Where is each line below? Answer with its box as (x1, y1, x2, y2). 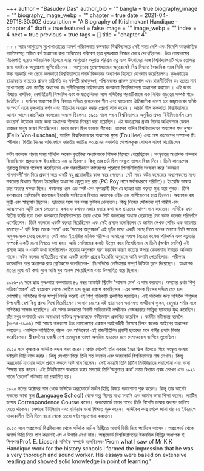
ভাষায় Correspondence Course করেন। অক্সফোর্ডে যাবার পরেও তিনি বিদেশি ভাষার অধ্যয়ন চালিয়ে (6, 399, 190, 405)
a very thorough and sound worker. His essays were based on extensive (6, 452, 187, 458)
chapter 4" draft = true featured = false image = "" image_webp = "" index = (6, 24, 197, 32)
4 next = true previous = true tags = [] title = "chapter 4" (6, 31, 148, 38)
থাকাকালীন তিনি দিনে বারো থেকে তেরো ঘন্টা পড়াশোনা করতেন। (6, 412, 114, 419)
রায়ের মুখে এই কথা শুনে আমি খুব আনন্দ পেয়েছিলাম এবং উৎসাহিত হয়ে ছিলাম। (6, 266, 141, 274)
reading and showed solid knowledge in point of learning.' (6, 458, 151, 465)
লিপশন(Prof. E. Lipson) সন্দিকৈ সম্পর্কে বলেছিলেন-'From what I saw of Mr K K (6, 438, 173, 445)
